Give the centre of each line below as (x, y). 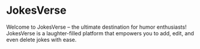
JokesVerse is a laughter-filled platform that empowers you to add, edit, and (100, 33)
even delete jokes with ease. (41, 39)
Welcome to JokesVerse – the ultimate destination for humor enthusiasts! (97, 27)
